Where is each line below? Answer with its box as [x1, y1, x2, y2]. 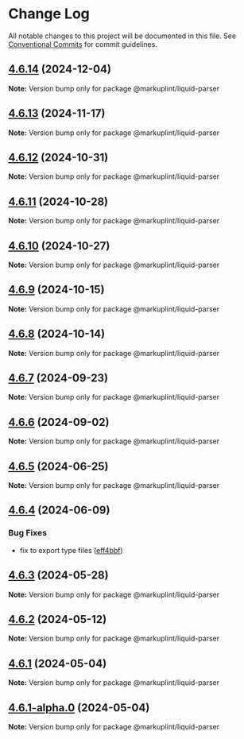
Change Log [8, 5, 90, 23]
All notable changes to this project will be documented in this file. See [8, 31, 237, 41]
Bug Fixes [8, 528, 48, 539]
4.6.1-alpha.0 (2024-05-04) [8, 701, 150, 714]
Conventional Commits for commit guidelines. [8, 39, 157, 48]
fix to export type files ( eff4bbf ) [19, 545, 123, 555]
